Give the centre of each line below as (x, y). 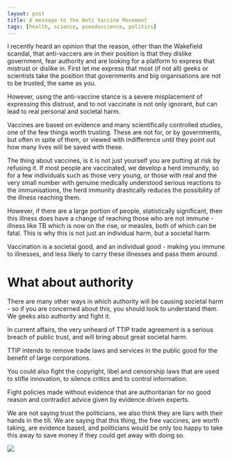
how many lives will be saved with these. (65, 147)
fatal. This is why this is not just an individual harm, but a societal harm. (109, 233)
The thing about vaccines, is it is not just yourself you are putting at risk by (114, 161)
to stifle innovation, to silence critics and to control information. (98, 379)
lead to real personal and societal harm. (64, 111)
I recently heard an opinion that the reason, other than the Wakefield (105, 47)
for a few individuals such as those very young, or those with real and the (112, 175)
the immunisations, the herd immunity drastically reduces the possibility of (114, 190)
